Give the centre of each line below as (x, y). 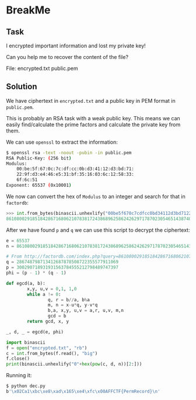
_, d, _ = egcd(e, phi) (35, 332)
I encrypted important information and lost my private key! (76, 46)
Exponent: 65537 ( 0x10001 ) (39, 185)
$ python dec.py (26, 386)
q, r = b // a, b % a (69, 300)
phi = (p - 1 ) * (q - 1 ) (36, 273)
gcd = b (57, 316)
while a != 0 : (44, 294)
